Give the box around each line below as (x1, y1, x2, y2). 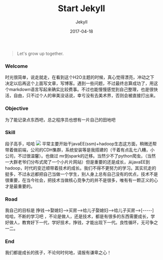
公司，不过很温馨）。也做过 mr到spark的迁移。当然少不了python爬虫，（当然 (5, 153, 156, 158)
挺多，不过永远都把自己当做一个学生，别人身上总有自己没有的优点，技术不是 (5, 171, 158, 177)
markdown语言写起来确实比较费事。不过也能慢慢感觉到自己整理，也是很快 (9, 87, 158, 92)
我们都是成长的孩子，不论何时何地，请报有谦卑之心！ (5, 250, 112, 256)
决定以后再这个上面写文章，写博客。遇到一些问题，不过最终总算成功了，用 (5, 81, 154, 87)
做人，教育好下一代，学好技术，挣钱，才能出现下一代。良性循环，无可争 (9, 220, 154, 225)
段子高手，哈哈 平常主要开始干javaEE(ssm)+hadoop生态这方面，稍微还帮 (5, 140, 157, 146)
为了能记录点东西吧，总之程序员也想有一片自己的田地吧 (5, 117, 115, 122)
